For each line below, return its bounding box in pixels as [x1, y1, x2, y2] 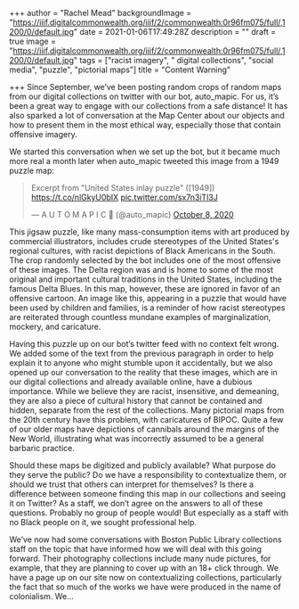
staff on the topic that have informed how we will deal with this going [9, 544, 263, 554]
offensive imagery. [9, 129, 77, 139]
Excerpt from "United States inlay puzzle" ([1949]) [30, 183, 215, 193]
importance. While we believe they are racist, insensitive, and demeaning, [9, 386, 279, 396]
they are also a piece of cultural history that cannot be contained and [9, 396, 263, 406]
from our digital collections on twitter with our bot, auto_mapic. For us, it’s [9, 91, 279, 102]
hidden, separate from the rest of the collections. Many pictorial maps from [9, 405, 285, 416]
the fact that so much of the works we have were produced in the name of [9, 581, 282, 592]
